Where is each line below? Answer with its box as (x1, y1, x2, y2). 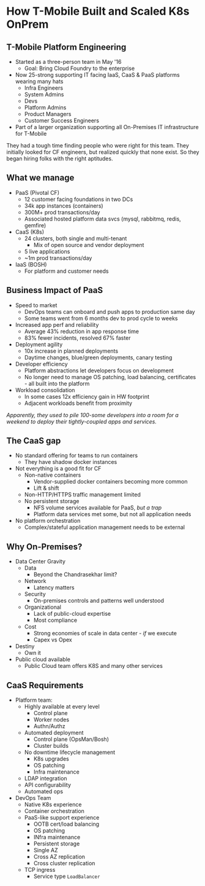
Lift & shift (33, 484, 59, 492)
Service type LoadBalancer (33, 872, 100, 880)
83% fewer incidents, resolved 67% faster (24, 334, 131, 342)
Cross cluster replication (33, 860, 95, 867)
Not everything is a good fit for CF (15, 465, 102, 472)
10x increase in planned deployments (24, 347, 118, 355)
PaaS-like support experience (24, 814, 100, 821)
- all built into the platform (24, 380, 90, 387)
